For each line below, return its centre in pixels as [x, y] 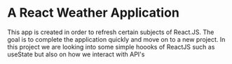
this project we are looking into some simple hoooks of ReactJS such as [111, 47]
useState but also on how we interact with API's [76, 54]
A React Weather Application [94, 13]
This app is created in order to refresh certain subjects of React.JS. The [111, 32]
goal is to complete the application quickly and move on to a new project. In [116, 39]
